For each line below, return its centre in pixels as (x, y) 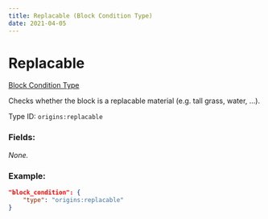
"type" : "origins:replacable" (74, 200)
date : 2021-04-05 (37, 23)
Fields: (22, 138)
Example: (27, 176)
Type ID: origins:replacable (56, 117)
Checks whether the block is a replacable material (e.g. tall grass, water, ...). (134, 101)
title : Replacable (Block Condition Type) (80, 16)
